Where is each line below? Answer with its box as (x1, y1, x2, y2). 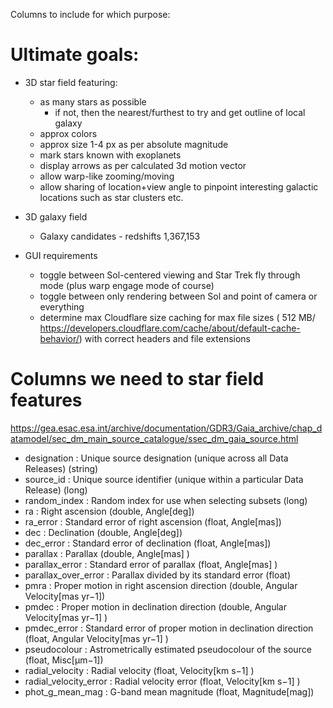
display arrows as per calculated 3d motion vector (39, 159, 247, 171)
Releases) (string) (24, 462, 99, 474)
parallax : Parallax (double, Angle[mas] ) (24, 547, 190, 559)
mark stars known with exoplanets (39, 149, 182, 161)
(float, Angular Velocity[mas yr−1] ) (24, 632, 169, 644)
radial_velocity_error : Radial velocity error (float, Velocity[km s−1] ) (24, 675, 301, 687)
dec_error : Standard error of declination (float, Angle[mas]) (24, 537, 272, 549)
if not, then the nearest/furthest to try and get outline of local (54, 106, 306, 118)
